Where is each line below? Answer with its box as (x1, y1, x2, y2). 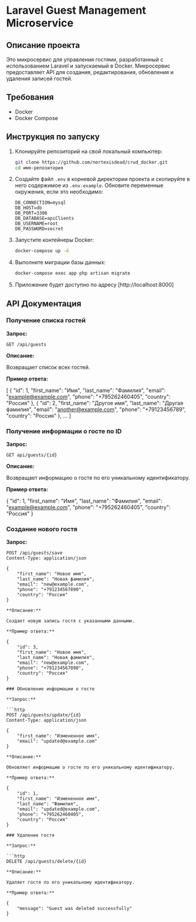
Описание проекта (6, 40, 80, 50)
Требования (6, 92, 54, 102)
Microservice (6, 16, 73, 30)
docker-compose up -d (14, 248, 69, 254)
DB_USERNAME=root (14, 220, 59, 227)
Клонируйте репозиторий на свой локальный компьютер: (14, 148, 163, 155)
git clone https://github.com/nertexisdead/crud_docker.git (14, 159, 168, 165)
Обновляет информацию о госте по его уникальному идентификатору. (6, 764, 175, 771)
